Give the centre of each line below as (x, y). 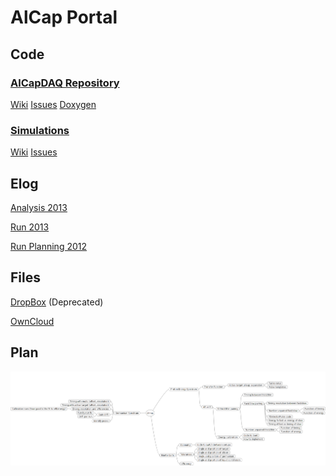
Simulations (40, 130)
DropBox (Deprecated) (57, 302)
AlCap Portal (64, 17)
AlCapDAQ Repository (65, 83)
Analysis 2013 (39, 207)
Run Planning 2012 (49, 246)
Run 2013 (30, 227)
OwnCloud (32, 321)
